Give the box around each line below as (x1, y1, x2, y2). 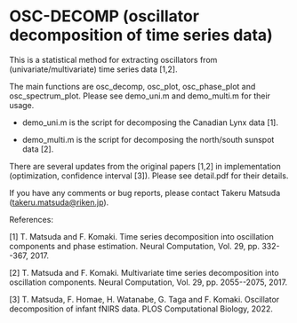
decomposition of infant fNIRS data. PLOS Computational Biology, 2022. (9, 303, 274, 314)
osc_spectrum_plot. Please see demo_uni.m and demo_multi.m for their (9, 91, 271, 101)
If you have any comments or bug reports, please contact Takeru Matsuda (9, 187, 281, 198)
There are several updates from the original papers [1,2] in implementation (9, 161, 282, 171)
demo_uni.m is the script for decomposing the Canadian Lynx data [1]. (21, 117, 278, 128)
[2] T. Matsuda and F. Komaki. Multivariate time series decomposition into (9, 267, 279, 278)
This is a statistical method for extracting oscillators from (9, 54, 218, 65)
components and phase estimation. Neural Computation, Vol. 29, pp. (9, 240, 261, 251)
